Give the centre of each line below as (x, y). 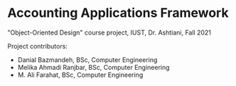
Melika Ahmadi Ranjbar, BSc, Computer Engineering (93, 67)
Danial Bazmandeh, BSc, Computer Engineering (87, 60)
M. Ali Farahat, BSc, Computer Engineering (80, 75)
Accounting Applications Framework (118, 13)
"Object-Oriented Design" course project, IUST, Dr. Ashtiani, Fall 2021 (109, 32)
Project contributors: (37, 46)
